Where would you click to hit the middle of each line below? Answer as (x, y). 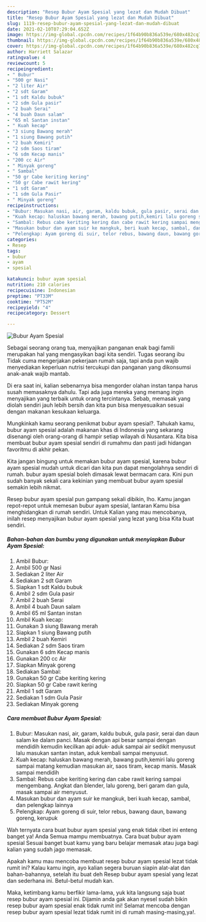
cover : (15, 46)
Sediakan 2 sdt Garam (44, 581)
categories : (22, 239)
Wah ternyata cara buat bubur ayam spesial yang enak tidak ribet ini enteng (102, 830)
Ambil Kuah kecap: (39, 620)
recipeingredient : (30, 69)
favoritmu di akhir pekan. (38, 450)
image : (15, 35)
